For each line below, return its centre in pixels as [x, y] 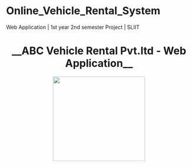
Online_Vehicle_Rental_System [83, 11]
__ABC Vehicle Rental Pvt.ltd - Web [99, 51]
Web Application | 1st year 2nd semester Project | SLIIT [73, 27]
